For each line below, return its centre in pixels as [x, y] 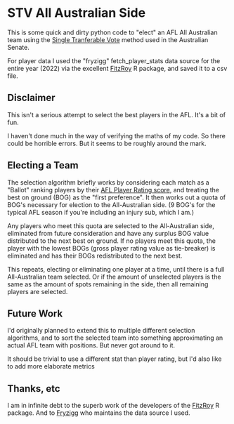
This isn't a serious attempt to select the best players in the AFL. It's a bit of [117, 114]
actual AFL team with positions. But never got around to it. [91, 345]
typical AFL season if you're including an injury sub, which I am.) [101, 212]
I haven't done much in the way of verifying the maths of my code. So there [117, 135]
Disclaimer [31, 98]
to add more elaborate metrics [51, 366]
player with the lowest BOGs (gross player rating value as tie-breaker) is [111, 248]
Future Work [35, 313]
